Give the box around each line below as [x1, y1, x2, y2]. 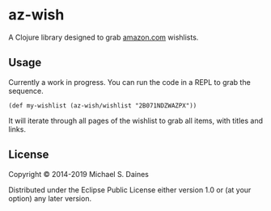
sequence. [8, 86, 44, 95]
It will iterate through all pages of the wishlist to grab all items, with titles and [8, 116, 263, 125]
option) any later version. [8, 193, 91, 203]
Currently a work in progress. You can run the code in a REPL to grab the [8, 77, 251, 87]
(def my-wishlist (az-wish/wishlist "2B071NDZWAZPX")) [8, 101, 197, 110]
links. [8, 124, 27, 134]
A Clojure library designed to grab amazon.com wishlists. [8, 32, 199, 42]
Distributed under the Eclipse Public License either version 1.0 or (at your [8, 184, 252, 195]
